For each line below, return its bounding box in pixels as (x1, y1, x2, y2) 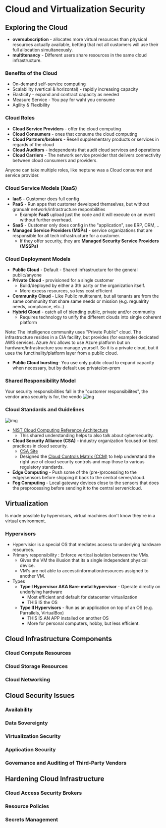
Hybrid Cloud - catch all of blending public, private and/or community (12, 309, 156, 315)
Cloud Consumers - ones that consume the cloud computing (12, 131, 138, 137)
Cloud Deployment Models (5, 255, 71, 262)
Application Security (5, 746, 56, 753)
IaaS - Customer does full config (12, 196, 79, 202)
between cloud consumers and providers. (12, 157, 98, 163)
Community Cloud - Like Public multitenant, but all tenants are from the (12, 293, 159, 299)
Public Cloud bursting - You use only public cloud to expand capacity (12, 360, 155, 366)
